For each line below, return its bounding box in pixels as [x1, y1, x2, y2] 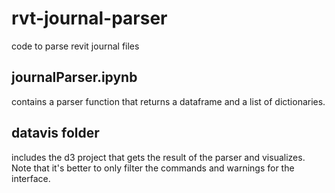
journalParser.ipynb [11, 69, 138, 86]
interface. [11, 172, 51, 184]
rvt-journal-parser [11, 7, 168, 30]
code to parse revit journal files [11, 40, 140, 52]
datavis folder [11, 125, 100, 142]
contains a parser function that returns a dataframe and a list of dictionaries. [11, 95, 326, 107]
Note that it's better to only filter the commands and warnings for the [11, 162, 295, 174]
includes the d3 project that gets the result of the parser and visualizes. [11, 151, 306, 163]
